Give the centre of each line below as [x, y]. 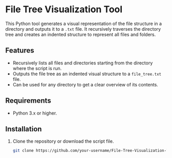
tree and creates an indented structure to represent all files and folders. [81, 34]
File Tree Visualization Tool [64, 9]
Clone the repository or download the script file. [63, 141]
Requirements [28, 101]
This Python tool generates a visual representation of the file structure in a [84, 24]
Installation [24, 129]
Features [20, 50]
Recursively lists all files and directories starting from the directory [83, 63]
